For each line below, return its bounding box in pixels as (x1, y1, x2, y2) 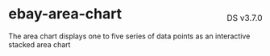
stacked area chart (8, 39, 71, 49)
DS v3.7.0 (226, 12, 263, 23)
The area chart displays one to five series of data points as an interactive (8, 31, 251, 41)
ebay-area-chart (8, 5, 123, 23)
